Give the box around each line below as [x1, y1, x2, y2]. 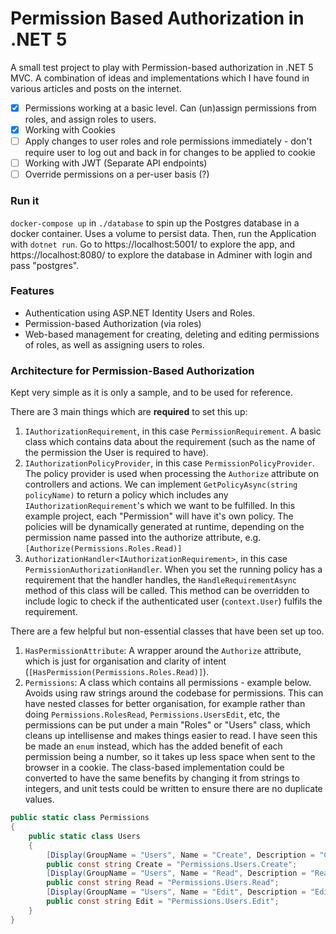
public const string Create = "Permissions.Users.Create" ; [46, 859, 298, 869]
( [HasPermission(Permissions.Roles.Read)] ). [24, 666, 210, 678]
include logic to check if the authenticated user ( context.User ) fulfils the [24, 595, 323, 607]
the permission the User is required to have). [24, 447, 209, 459]
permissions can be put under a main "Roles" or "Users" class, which [24, 719, 311, 731]
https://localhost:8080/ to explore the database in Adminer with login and [10, 248, 313, 261]
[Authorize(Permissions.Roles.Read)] [24, 544, 183, 554]
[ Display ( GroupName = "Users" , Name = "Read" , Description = [46, 868, 307, 879]
